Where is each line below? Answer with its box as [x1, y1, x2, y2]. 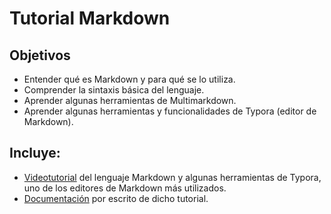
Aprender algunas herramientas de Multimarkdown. [23, 95, 237, 106]
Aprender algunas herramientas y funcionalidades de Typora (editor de [23, 105, 317, 117]
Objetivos [9, 47, 71, 64]
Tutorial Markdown [9, 7, 171, 30]
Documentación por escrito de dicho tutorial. [23, 192, 209, 204]
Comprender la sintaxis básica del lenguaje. [23, 84, 205, 96]
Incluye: [9, 145, 61, 162]
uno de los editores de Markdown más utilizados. [23, 182, 227, 194]
